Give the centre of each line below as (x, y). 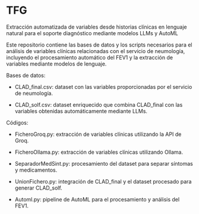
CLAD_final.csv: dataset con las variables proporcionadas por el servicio (103, 86)
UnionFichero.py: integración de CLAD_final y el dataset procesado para (103, 181)
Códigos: (17, 122)
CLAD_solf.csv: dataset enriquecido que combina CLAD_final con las (99, 104)
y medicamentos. (36, 170)
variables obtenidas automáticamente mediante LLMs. (81, 111)
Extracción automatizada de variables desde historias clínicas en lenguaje (97, 27)
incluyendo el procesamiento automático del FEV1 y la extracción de (90, 57)
